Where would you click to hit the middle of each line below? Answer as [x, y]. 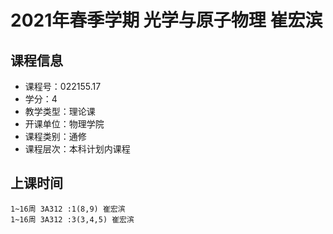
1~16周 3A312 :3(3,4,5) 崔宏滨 [72, 219]
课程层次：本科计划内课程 [77, 149]
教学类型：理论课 [60, 111]
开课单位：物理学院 [64, 124]
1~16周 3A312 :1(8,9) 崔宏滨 [68, 209]
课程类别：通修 [55, 136]
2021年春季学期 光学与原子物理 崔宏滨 [166, 20]
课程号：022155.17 [63, 86]
